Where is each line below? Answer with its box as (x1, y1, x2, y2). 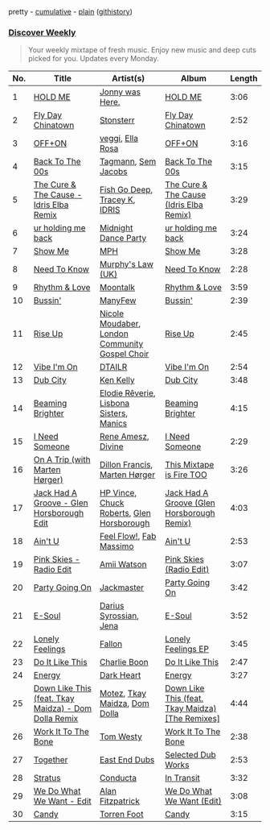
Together (33, 754, 68, 766)
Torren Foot (99, 809, 144, 820)
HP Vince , (99, 488, 137, 499)
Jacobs (99, 166, 128, 177)
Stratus (33, 773, 61, 784)
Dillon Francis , (99, 459, 153, 471)
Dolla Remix (33, 713, 79, 724)
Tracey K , (99, 194, 136, 205)
